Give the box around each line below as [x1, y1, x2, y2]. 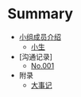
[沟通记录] [18, 52, 53, 61]
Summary [7, 5, 73, 23]
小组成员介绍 [18, 32, 61, 41]
